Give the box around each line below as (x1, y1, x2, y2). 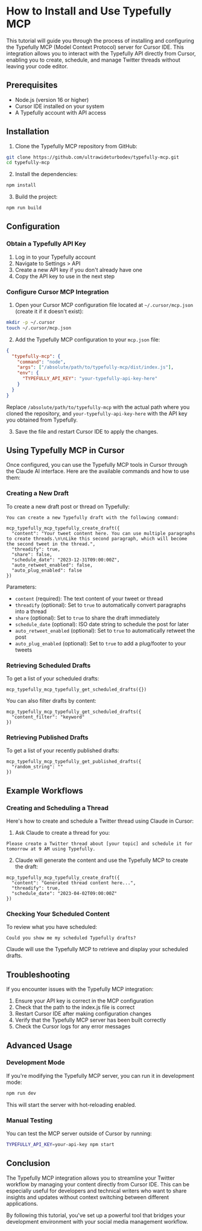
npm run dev (6, 1090, 36, 1096)
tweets (14, 646, 32, 653)
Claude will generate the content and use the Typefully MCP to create (14, 856, 189, 864)
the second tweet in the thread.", (6, 541, 96, 547)
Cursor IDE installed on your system (14, 103, 104, 110)
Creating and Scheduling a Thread (6, 803, 109, 812)
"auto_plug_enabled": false (11, 567, 83, 574)
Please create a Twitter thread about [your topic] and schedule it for (6, 841, 193, 847)
